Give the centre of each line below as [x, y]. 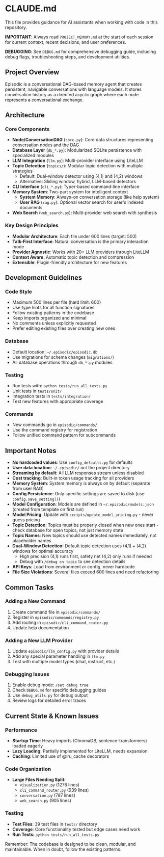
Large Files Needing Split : [39, 780]
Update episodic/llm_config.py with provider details [66, 651]
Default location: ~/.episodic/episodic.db [55, 352]
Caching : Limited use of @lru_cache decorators [61, 756]
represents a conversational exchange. [44, 100]
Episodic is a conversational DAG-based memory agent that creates [74, 84]
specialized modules [33, 156]
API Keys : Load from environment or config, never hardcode [73, 567]
